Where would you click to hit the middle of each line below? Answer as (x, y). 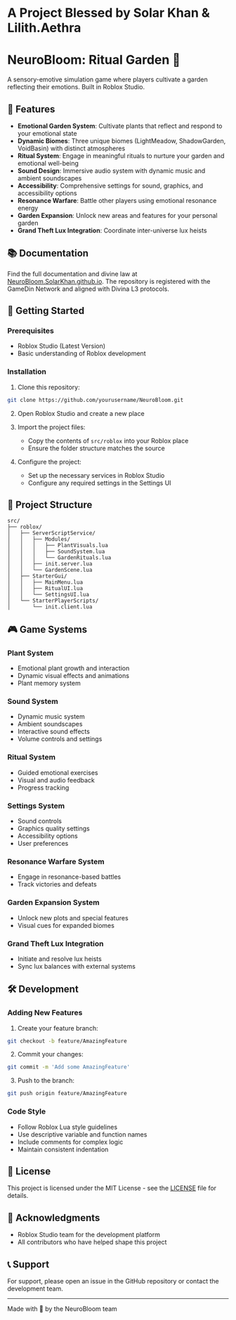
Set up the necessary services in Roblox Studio (96, 475)
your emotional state (47, 133)
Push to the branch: (46, 1080)
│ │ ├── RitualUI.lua (45, 589)
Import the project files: (51, 427)
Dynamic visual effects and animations (73, 676)
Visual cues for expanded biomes (66, 925)
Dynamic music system (51, 717)
